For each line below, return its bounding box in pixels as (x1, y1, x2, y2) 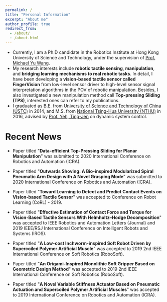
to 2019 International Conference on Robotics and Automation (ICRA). (12, 291, 156, 297)
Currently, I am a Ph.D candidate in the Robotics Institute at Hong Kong (12, 49, 159, 55)
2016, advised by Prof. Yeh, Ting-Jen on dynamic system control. (12, 113, 147, 119)
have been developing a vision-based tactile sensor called (12, 76, 136, 82)
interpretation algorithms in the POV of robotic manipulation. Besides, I (12, 87, 158, 93)
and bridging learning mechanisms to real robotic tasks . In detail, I (12, 70, 153, 77)
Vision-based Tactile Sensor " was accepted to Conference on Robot (12, 194, 156, 200)
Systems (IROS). (12, 230, 47, 237)
